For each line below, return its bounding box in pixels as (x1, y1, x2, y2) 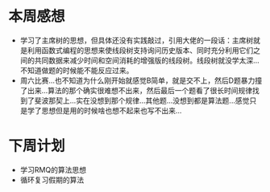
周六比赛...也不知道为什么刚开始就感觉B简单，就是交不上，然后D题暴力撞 (19, 76, 263, 85)
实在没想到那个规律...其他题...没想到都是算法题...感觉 (75, 96, 250, 105)
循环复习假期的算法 (19, 174, 85, 185)
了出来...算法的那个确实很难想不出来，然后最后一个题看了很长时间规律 (19, 85, 252, 95)
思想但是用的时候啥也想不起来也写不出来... (41, 105, 182, 115)
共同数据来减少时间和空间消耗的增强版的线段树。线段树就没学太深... (34, 55, 260, 65)
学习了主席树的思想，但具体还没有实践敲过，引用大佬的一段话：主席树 (19, 35, 254, 45)
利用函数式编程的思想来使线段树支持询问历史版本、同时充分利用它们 (27, 45, 254, 55)
